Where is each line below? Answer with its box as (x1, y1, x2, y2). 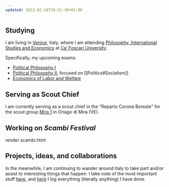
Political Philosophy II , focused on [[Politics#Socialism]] (12, 70, 129, 76)
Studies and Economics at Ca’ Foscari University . (5, 45, 108, 51)
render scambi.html (5, 137, 46, 143)
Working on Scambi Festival (5, 124, 96, 132)
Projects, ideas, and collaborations (5, 152, 117, 160)
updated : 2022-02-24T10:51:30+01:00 (5, 7, 82, 13)
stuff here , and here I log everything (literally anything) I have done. (5, 176, 146, 182)
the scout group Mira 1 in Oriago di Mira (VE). (5, 109, 100, 115)
